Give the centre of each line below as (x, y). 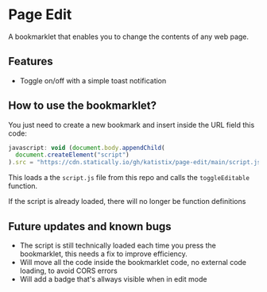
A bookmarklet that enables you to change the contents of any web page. (128, 36)
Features (31, 61)
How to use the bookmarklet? (83, 106)
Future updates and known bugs (90, 227)
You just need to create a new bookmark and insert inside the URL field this (132, 125)
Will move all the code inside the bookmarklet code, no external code (133, 262)
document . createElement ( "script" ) (72, 155)
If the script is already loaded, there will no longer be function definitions (127, 202)
